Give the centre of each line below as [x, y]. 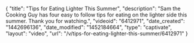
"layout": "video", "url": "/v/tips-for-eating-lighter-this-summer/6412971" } [97, 34]
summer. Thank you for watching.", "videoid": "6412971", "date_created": [95, 21]
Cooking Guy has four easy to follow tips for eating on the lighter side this [96, 15]
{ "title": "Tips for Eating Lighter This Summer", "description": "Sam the [93, 9]
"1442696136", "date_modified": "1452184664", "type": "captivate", [89, 27]
